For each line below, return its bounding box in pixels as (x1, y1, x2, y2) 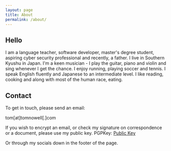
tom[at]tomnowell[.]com (5, 115, 56, 120)
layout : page (5, 7, 33, 13)
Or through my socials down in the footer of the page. (5, 140, 118, 146)
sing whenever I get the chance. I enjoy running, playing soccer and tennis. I (5, 66, 166, 72)
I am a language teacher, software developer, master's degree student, (5, 49, 155, 56)
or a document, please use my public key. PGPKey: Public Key (5, 130, 136, 136)
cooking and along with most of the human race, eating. (5, 77, 123, 83)
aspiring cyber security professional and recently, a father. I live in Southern (5, 55, 165, 61)
